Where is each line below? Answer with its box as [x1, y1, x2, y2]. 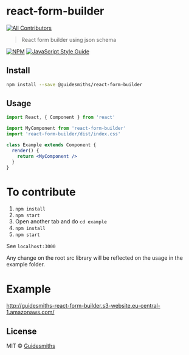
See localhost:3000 [6, 243, 56, 250]
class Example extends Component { [6, 142, 97, 148]
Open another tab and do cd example [15, 218, 108, 225]
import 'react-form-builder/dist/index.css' [6, 131, 121, 137]
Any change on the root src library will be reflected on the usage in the [6, 254, 184, 262]
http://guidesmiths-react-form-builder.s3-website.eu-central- [6, 302, 161, 309]
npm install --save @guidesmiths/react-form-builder [6, 81, 143, 87]
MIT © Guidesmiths [6, 342, 56, 350]
